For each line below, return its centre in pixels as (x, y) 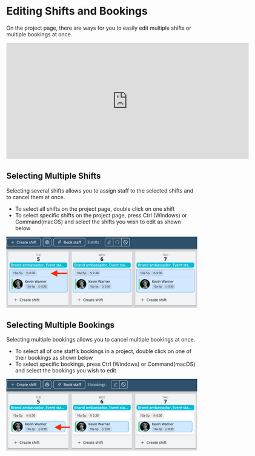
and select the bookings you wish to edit (65, 371)
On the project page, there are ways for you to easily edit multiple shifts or (99, 28)
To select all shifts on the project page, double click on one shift (95, 209)
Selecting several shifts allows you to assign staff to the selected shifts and (100, 190)
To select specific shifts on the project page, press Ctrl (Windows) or (101, 215)
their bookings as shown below (54, 358)
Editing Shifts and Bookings (77, 11)
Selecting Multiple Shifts (54, 176)
